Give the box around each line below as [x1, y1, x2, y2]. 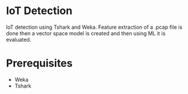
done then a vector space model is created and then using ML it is [6, 29, 166, 36]
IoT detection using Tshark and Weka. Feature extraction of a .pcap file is [6, 23, 183, 31]
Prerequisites [6, 57, 73, 70]
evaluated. [6, 36, 32, 43]
